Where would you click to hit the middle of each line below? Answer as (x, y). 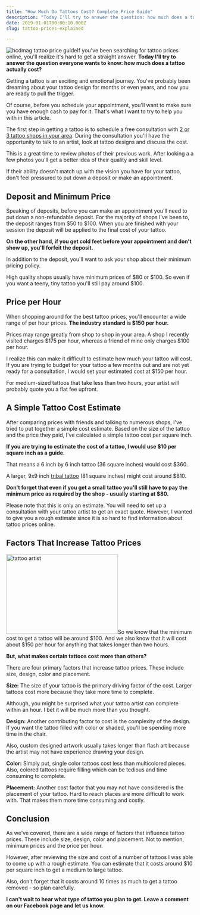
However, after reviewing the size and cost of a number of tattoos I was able (100, 857)
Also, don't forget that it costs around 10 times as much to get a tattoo (92, 882)
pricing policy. (24, 266)
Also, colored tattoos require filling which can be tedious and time (87, 770)
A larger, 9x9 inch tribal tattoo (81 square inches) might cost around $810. (96, 476)
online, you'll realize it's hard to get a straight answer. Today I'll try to (91, 57)
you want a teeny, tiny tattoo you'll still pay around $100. (75, 284)
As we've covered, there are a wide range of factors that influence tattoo (95, 833)
